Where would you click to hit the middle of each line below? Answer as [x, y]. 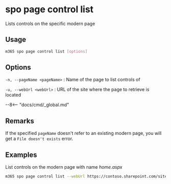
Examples [21, 155]
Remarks [20, 121]
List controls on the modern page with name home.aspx [64, 167]
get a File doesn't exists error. [39, 139]
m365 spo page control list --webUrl [45, 177]
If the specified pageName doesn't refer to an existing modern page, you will [83, 133]
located [13, 95]
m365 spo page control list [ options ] [46, 51]
